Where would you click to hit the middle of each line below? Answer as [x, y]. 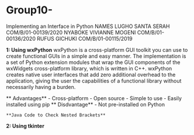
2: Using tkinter [25, 126]
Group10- [30, 10]
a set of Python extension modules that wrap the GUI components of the [93, 62]
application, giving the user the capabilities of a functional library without [94, 81]
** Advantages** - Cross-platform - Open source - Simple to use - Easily [94, 98]
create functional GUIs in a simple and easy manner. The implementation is [96, 56]
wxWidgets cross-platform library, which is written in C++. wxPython [89, 68]
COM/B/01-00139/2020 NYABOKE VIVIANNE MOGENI [71, 32]
